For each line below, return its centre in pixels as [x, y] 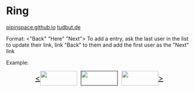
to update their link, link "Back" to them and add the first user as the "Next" [97, 45]
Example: [17, 63]
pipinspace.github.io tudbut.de [43, 27]
